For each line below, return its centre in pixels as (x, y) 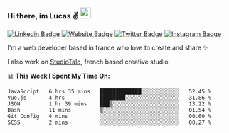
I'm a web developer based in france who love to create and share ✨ (108, 48)
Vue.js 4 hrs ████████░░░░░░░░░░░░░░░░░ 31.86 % (110, 98)
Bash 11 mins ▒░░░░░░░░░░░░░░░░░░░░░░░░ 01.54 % (110, 110)
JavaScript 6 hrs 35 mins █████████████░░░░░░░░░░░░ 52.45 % (110, 92)
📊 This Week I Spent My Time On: (59, 76)
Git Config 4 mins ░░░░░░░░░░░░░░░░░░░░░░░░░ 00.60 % (110, 117)
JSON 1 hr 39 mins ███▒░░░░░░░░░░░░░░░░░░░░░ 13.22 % (110, 104)
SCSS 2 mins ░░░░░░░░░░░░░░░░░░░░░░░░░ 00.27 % (110, 123)
